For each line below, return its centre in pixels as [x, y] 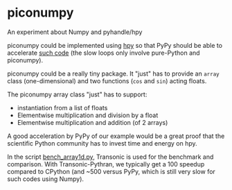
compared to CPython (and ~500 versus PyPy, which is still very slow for [111, 171]
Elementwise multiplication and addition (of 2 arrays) [92, 122]
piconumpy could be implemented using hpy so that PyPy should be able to [115, 45]
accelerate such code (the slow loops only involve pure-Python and [104, 53]
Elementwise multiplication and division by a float [88, 115]
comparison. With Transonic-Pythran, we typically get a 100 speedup [106, 164]
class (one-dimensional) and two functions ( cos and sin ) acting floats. [107, 80]
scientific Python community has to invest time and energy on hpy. [102, 143]
